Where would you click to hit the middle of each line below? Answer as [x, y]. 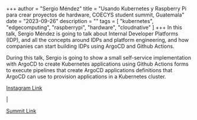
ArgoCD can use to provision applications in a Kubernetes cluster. [86, 77]
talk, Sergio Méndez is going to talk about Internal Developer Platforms [92, 34]
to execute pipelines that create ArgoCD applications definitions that [89, 70]
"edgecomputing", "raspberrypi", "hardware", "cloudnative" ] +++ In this [94, 27]
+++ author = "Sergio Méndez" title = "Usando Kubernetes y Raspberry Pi [96, 9]
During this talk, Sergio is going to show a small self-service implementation [98, 58]
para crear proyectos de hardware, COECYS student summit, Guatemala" [95, 15]
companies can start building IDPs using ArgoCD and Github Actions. [90, 46]
